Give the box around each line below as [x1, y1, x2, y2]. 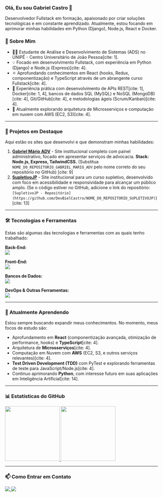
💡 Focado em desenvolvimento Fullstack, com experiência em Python [12, 59, 151, 65]
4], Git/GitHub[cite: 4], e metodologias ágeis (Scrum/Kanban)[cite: [23, 96, 156, 102]
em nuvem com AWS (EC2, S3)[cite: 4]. [12, 111, 91, 117]
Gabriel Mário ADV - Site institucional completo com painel [12, 148, 131, 154]
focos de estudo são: [5, 325, 48, 331]
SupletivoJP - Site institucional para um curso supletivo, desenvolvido [12, 174, 153, 180]
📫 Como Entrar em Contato [5, 473, 71, 480]
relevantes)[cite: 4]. [12, 355, 52, 361]
